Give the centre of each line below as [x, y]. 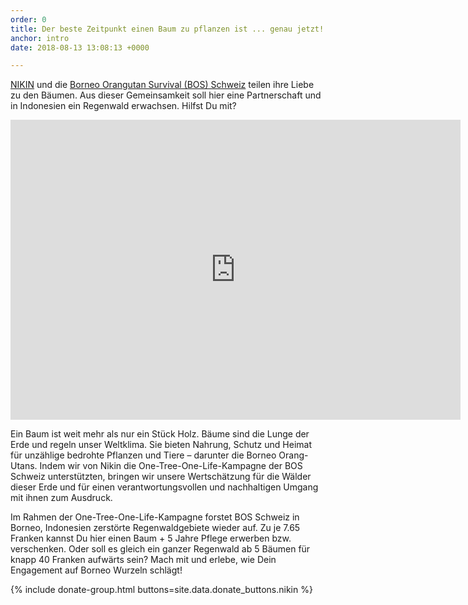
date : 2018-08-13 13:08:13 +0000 [80, 47]
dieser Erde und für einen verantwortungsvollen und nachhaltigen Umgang [164, 487]
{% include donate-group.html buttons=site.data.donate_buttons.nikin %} [161, 590]
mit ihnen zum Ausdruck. [61, 498]
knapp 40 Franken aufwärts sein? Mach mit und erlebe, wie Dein [143, 560]
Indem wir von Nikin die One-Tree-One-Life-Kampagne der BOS [171, 466]
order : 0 [28, 19]
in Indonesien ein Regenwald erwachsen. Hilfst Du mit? [123, 106]
